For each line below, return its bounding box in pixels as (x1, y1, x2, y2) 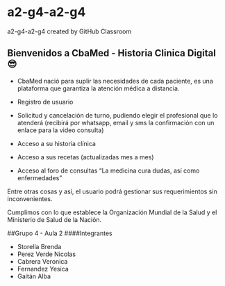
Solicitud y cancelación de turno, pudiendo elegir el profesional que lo (17, 111, 218, 119)
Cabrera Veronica (17, 257, 68, 265)
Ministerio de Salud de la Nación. (7, 215, 102, 223)
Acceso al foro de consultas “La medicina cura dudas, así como (17, 166, 200, 175)
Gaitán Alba (17, 272, 51, 280)
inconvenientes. (7, 194, 53, 202)
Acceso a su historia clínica (17, 139, 96, 148)
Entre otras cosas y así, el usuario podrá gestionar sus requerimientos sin (7, 187, 217, 196)
